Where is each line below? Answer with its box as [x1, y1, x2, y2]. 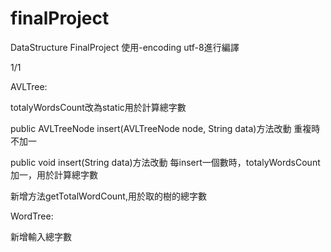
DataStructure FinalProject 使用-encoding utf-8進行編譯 [10, 41, 240, 53]
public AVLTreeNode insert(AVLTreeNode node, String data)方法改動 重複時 [10, 122, 321, 134]
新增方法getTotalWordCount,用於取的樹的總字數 [10, 190, 207, 202]
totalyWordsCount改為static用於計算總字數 [10, 101, 187, 113]
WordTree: [10, 210, 54, 222]
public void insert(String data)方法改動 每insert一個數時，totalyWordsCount [10, 156, 321, 168]
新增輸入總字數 [10, 230, 72, 242]
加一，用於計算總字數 [10, 168, 98, 181]
